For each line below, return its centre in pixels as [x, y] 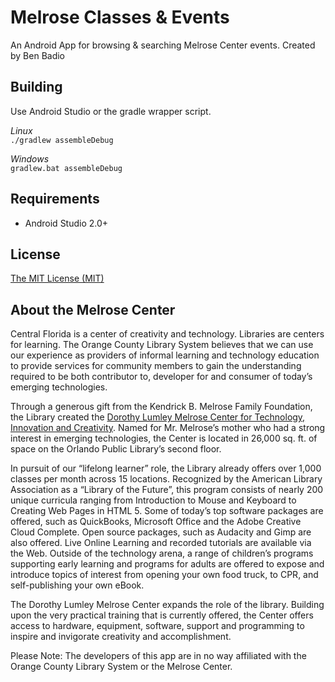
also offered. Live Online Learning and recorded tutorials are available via [161, 543]
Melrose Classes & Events [120, 17]
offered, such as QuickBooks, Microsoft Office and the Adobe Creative [156, 522]
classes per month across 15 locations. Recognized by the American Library [166, 479]
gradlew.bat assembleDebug [66, 168]
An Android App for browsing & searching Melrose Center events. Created [163, 45]
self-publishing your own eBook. [77, 585]
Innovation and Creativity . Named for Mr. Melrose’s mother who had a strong [168, 428]
